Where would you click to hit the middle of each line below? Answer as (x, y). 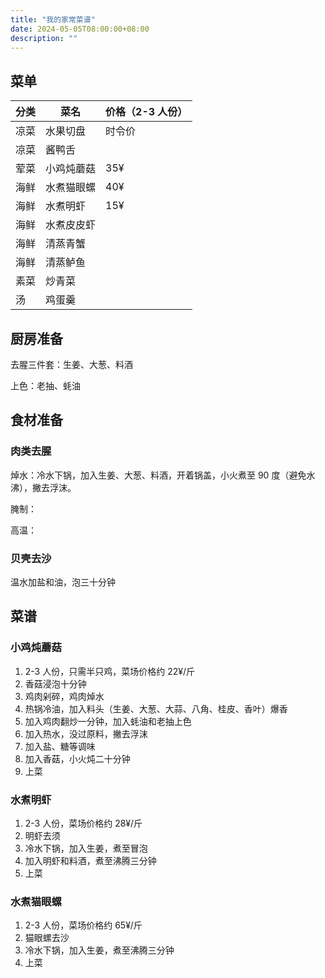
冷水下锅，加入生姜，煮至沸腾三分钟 (99, 950)
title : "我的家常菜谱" (53, 19)
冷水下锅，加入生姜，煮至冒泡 (86, 848)
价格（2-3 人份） (146, 112)
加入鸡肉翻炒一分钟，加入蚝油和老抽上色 (108, 721)
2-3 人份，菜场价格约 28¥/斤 (83, 823)
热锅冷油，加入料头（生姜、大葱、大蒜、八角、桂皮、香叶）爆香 (156, 708)
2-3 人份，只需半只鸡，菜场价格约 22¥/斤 (109, 671)
